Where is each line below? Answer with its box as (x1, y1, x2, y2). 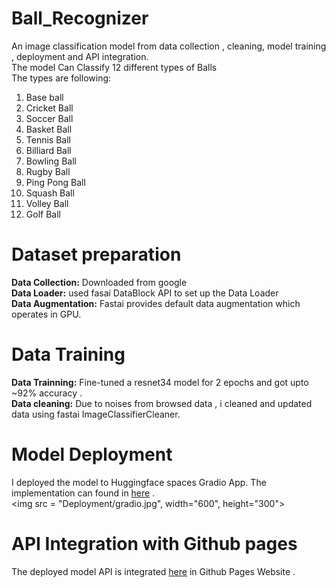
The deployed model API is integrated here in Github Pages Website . (11, 565, 296, 577)
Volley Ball (25, 197, 69, 209)
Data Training (11, 343, 126, 366)
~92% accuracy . (11, 387, 83, 399)
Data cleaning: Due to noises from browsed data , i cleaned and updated (11, 397, 313, 409)
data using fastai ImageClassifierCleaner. (11, 408, 181, 420)
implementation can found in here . (11, 487, 156, 499)
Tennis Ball (25, 133, 71, 146)
